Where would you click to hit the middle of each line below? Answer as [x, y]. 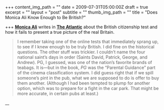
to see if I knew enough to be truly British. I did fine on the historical [86, 47]
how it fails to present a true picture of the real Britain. [60, 32]
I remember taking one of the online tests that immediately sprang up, [88, 42]
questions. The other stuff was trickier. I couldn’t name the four [81, 52]
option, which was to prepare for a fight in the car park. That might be [88, 88]
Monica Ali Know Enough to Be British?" [46, 17]
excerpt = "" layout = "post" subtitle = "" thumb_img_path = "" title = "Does [81, 12]
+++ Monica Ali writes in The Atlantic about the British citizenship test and [81, 27]
